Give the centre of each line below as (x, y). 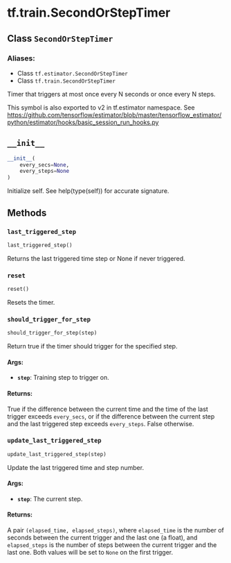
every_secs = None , (45, 165)
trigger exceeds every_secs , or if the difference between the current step (111, 416)
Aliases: (21, 58)
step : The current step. (50, 498)
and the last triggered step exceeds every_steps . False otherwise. (101, 423)
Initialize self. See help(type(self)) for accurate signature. (88, 191)
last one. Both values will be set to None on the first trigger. (90, 553)
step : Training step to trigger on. (63, 378)
